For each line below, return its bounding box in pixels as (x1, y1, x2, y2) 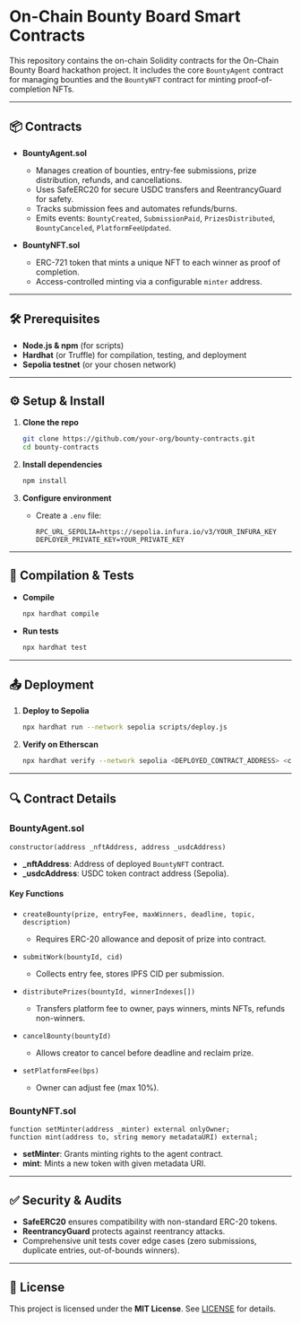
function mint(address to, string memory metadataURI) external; (9, 1133, 258, 1142)
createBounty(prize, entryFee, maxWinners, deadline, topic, (21, 910, 256, 919)
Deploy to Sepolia (21, 705, 90, 716)
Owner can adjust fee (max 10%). (35, 1082, 159, 1093)
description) (21, 918, 72, 927)
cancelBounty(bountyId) (21, 1032, 112, 1041)
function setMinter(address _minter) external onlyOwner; (9, 1125, 230, 1135)
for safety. (35, 193, 74, 204)
